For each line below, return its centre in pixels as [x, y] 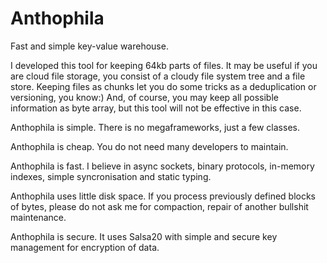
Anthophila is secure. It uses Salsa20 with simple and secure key [144, 236]
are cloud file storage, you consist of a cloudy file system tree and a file [158, 76]
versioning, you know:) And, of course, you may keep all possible [144, 97]
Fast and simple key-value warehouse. [89, 46]
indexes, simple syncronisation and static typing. [111, 176]
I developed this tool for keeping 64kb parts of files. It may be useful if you [164, 65]
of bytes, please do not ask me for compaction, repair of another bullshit [159, 206]
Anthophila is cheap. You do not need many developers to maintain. [149, 146]
